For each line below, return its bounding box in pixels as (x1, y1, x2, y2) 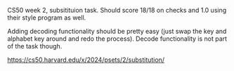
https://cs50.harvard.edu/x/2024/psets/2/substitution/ (7, 56, 165, 64)
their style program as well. (7, 13, 86, 22)
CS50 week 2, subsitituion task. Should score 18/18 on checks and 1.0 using (7, 6, 227, 14)
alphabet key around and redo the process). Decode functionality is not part (7, 34, 227, 43)
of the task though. (7, 42, 63, 50)
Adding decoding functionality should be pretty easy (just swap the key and (7, 27, 227, 35)
